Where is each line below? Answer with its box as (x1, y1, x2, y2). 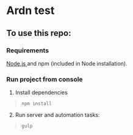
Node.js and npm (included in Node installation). (6, 60, 128, 67)
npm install (21, 101, 52, 107)
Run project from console (6, 75, 84, 83)
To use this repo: (6, 28, 71, 38)
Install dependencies (15, 89, 68, 96)
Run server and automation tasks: (15, 111, 100, 119)
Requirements (6, 46, 49, 55)
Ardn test (6, 4, 55, 18)
